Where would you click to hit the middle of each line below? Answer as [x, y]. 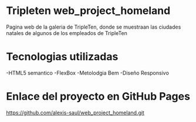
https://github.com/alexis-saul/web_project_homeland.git [75, 113]
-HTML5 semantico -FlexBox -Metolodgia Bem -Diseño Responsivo [87, 73]
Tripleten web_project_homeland [88, 11]
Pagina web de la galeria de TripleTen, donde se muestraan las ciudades [94, 27]
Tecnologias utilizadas [62, 57]
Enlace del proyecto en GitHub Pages [98, 97]
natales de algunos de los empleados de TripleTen [67, 33]
